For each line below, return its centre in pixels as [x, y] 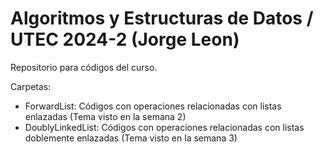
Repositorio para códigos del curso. [84, 67]
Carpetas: [31, 86]
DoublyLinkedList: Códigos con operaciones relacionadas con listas [164, 127]
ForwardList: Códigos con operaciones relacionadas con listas [153, 106]
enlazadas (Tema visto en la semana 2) [105, 116]
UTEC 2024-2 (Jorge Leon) [125, 39]
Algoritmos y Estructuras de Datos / [162, 18]
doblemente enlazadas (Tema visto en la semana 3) [131, 138]
